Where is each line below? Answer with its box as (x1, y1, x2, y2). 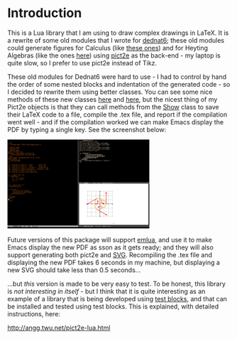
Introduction (7, 5, 82, 21)
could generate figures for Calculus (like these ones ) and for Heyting (7, 43, 208, 52)
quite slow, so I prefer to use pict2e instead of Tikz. (7, 58, 158, 67)
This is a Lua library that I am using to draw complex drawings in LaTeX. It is (7, 28, 229, 37)
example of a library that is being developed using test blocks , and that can (7, 294, 227, 303)
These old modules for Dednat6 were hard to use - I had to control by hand (7, 72, 227, 81)
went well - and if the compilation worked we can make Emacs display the (7, 117, 224, 126)
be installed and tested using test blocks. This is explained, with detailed (7, 302, 219, 311)
